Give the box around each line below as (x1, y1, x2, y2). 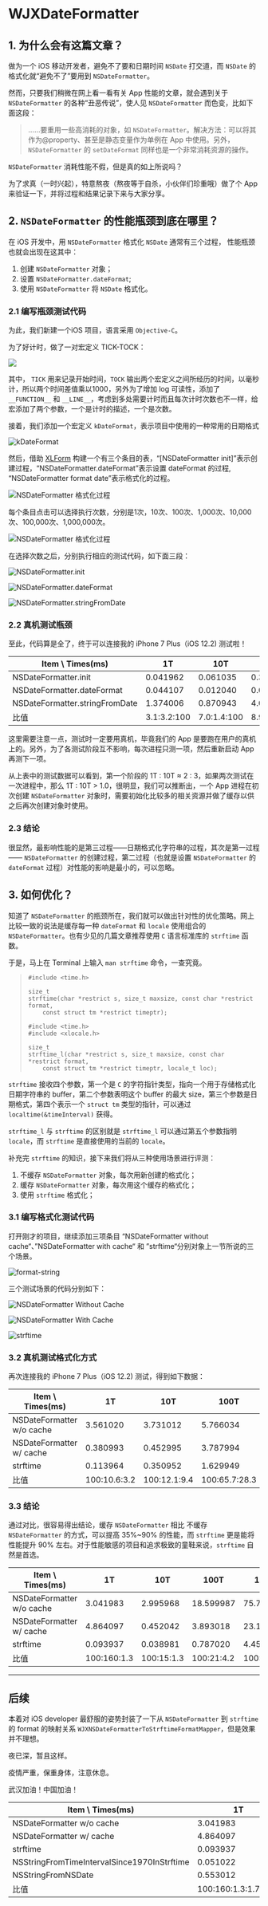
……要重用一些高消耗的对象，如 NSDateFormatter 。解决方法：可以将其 (27, 125, 257, 134)
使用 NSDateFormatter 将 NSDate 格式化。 (19, 284, 152, 293)
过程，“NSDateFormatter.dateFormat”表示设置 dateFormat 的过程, (14, 463, 231, 473)
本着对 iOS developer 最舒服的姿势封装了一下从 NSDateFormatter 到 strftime (8, 1714, 259, 1723)
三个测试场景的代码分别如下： (8, 1283, 106, 1293)
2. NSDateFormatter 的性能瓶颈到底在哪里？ (8, 215, 219, 228)
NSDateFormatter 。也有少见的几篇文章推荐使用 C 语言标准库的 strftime (8, 931, 240, 940)
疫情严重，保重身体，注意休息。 (8, 1768, 113, 1778)
